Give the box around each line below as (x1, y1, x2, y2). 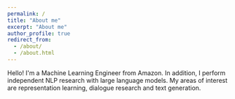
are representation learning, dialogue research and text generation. (7, 84, 201, 92)
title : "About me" (7, 17, 61, 24)
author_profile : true (7, 29, 71, 37)
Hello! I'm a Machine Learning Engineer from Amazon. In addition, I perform (7, 68, 226, 77)
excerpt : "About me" (7, 23, 68, 30)
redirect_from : (7, 37, 52, 44)
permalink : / (7, 10, 46, 18)
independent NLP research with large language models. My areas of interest (7, 76, 228, 84)
